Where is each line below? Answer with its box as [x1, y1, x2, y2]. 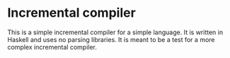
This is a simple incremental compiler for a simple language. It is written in [7, 28, 224, 36]
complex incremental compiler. [7, 43, 98, 51]
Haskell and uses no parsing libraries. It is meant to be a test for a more [7, 35, 215, 43]
